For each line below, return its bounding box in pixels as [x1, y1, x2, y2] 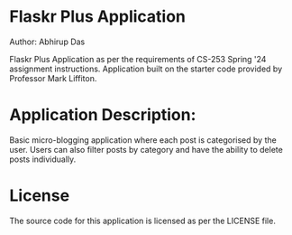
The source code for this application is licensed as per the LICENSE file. [9, 215, 277, 226]
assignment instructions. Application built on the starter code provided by [9, 63, 283, 74]
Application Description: [9, 105, 196, 126]
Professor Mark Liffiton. [9, 72, 97, 83]
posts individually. [9, 154, 77, 164]
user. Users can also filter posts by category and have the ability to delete [9, 144, 284, 155]
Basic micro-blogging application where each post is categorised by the [9, 134, 277, 146]
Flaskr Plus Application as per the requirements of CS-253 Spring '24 [9, 53, 267, 64]
